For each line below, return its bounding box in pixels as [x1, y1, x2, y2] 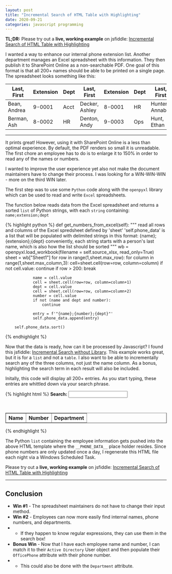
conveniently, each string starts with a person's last [45, 238, 155, 244]
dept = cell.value [32, 284, 72, 290]
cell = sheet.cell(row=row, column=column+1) [32, 280, 132, 285]
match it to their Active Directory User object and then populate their [12, 547, 160, 553]
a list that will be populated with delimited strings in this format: [5, 233, 139, 239]
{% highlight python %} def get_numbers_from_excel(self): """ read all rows [5, 222, 165, 228]
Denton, [80, 115, 99, 122]
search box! [20, 536, 46, 542]
